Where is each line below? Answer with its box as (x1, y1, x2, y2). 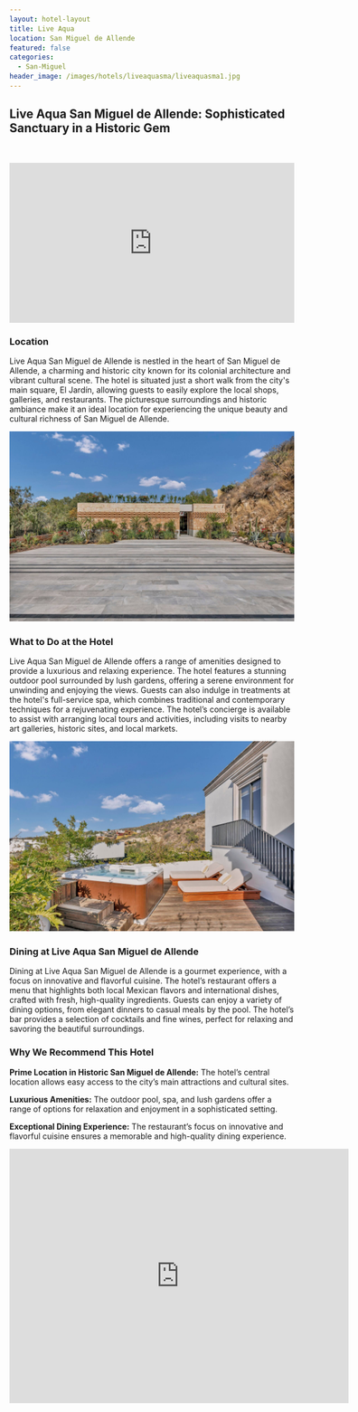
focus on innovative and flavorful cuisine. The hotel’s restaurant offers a (9, 975, 278, 986)
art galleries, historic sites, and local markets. (9, 724, 178, 734)
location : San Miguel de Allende (9, 33, 136, 43)
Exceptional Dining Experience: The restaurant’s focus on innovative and (9, 1121, 284, 1132)
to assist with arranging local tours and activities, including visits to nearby (9, 714, 287, 725)
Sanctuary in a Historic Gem (9, 120, 171, 136)
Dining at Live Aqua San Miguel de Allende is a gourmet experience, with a (9, 966, 287, 977)
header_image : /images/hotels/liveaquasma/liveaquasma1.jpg (9, 72, 241, 81)
